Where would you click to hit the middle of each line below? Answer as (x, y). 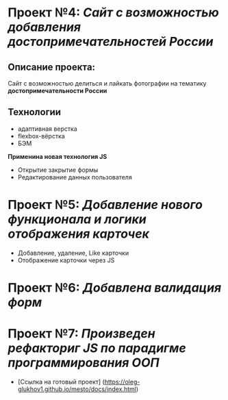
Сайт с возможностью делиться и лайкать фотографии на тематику (107, 83)
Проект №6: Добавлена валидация (115, 287)
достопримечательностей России (111, 42)
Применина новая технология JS (58, 156)
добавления (45, 27)
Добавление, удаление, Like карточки (73, 253)
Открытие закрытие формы (58, 170)
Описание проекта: (51, 67)
